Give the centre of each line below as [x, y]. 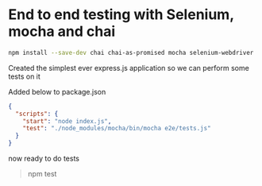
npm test [42, 174]
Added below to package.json [57, 91]
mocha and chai [62, 31]
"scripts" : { [37, 114]
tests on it [25, 76]
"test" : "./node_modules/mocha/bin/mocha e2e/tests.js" [117, 129]
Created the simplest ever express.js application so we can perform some [129, 68]
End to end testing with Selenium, [121, 15]
